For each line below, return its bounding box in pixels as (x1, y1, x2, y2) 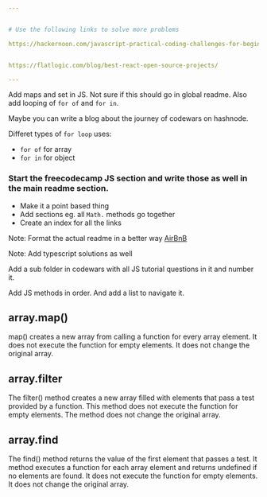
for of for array (19, 145, 72, 154)
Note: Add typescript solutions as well (8, 248, 133, 258)
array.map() (8, 311, 69, 324)
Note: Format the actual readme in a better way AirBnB (8, 233, 188, 243)
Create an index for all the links (19, 218, 122, 227)
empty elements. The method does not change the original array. (8, 410, 221, 420)
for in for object (19, 153, 75, 163)
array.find (8, 433, 59, 446)
